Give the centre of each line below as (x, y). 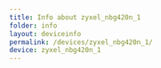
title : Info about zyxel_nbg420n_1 (75, 17)
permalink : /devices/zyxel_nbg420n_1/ (81, 42)
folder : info (33, 26)
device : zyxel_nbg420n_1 (55, 50)
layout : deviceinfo (45, 34)
